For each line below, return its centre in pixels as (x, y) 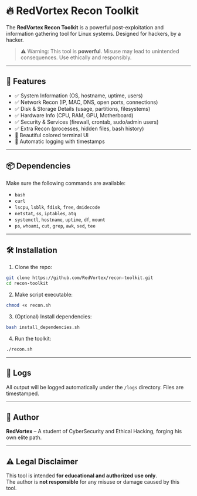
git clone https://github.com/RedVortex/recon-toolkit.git (80, 278)
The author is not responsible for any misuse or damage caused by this (93, 482)
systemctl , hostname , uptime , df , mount (60, 219)
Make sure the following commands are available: (66, 183)
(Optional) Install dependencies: (53, 317)
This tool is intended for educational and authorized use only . (81, 475)
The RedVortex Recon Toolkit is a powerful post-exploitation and (85, 27)
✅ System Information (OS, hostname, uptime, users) (79, 96)
